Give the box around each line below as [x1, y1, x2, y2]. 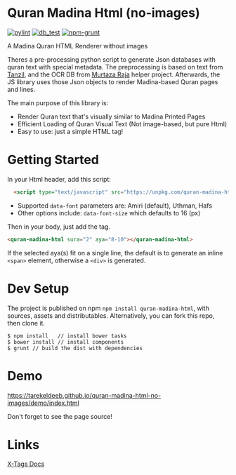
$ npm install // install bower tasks [7, 332, 128, 340]
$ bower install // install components [7, 338, 124, 345]
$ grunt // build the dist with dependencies [7, 344, 143, 352]
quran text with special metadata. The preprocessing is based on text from [7, 62, 223, 71]
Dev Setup [7, 281, 70, 296]
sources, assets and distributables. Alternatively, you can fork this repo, [7, 311, 215, 320]
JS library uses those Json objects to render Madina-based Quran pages [7, 77, 218, 86]
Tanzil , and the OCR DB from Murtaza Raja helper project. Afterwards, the [7, 70, 221, 79]
